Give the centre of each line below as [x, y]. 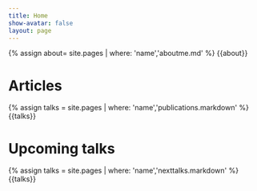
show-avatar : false [41, 23]
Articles [35, 86]
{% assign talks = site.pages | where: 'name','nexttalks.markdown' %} [123, 171]
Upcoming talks [62, 148]
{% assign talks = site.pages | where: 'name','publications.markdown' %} [129, 108]
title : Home [28, 16]
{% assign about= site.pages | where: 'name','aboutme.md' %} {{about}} [128, 54]
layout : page [30, 30]
